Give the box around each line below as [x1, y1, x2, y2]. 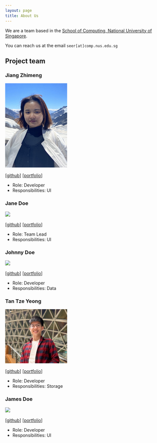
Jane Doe [5, 200, 29, 207]
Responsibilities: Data [12, 285, 56, 291]
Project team [5, 57, 46, 65]
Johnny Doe [5, 249, 35, 256]
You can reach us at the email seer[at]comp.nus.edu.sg [5, 42, 118, 48]
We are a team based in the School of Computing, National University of [5, 27, 152, 33]
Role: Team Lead [12, 231, 47, 237]
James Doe [5, 396, 33, 403]
